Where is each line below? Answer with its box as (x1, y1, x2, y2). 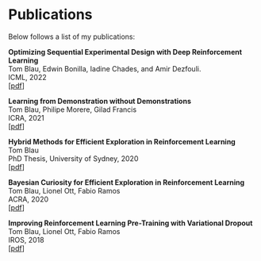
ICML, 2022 (8, 72, 47, 82)
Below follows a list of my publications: (8, 32, 136, 41)
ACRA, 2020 (8, 194, 49, 204)
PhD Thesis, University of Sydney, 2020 (8, 153, 139, 163)
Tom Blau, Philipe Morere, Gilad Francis (8, 105, 137, 114)
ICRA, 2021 (8, 113, 45, 122)
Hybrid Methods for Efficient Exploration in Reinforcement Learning (8, 136, 236, 146)
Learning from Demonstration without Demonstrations (8, 96, 192, 106)
